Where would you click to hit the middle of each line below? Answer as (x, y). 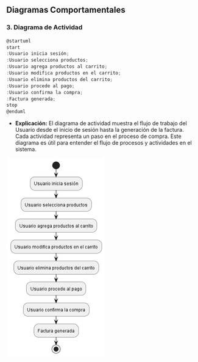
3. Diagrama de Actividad (44, 27)
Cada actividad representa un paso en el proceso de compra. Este (98, 136)
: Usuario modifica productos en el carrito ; (64, 73)
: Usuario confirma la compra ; (45, 92)
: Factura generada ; (31, 99)
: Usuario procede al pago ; (41, 86)
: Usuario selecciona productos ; (47, 60)
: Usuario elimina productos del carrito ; (60, 79)
